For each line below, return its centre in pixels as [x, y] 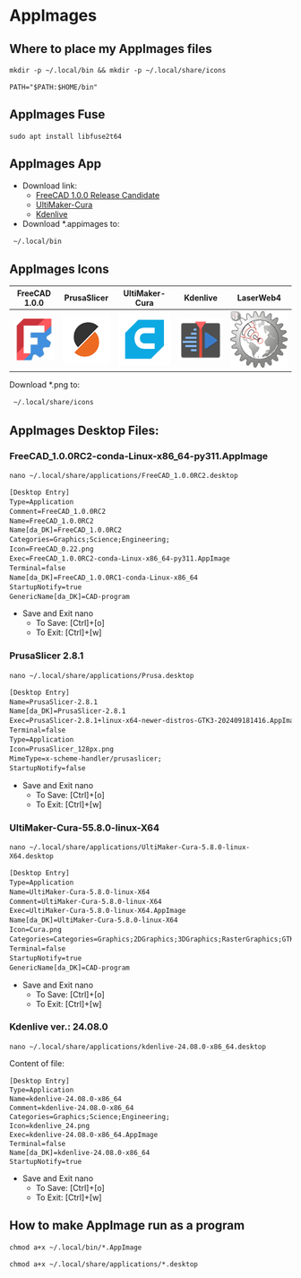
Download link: [50, 186]
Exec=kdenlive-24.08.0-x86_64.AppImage [84, 1135]
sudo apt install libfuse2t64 [66, 136]
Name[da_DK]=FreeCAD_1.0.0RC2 [66, 530]
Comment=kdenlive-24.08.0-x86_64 [72, 1108]
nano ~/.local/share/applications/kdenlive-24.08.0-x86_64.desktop [138, 1047]
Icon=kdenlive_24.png [50, 1126]
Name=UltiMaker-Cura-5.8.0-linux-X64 [80, 892]
